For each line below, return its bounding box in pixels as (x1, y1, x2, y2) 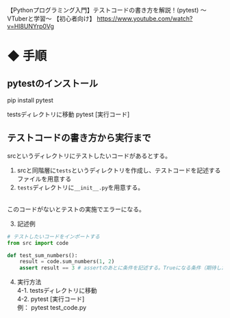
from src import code (7, 239, 69, 246)
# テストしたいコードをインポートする (7, 233, 101, 240)
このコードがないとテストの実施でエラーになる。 (7, 204, 145, 213)
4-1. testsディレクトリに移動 (16, 287, 97, 295)
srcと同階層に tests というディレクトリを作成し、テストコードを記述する (16, 166, 221, 174)
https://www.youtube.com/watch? (97, 14, 193, 23)
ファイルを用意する (16, 174, 72, 183)
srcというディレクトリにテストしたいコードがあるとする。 (7, 151, 172, 159)
